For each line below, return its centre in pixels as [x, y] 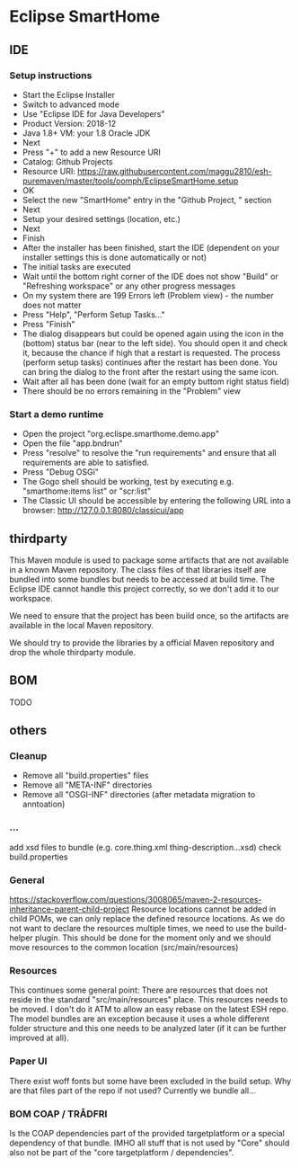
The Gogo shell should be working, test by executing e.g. [128, 482]
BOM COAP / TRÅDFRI [58, 1114]
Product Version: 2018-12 [69, 123]
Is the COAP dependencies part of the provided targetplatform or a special [147, 1133]
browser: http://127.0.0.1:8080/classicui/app [103, 511]
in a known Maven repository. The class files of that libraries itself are [138, 569]
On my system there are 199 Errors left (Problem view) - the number [148, 295]
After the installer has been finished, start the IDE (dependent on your [151, 247]
